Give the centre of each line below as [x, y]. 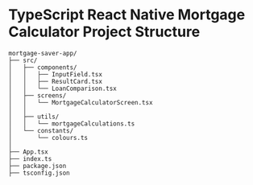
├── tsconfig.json [39, 173]
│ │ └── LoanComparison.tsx [62, 88]
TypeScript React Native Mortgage [127, 15]
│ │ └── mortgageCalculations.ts [72, 123]
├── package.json [37, 166]
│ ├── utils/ [34, 117]
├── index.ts [30, 158]
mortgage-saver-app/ [43, 53]
